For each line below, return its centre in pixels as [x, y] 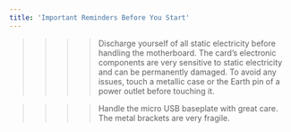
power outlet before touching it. [156, 91]
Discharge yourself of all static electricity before [187, 43]
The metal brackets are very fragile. [164, 118]
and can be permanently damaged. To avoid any [188, 72]
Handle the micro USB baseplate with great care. [188, 108]
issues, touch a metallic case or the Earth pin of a [189, 81]
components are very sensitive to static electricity [190, 62]
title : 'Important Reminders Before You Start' [100, 18]
